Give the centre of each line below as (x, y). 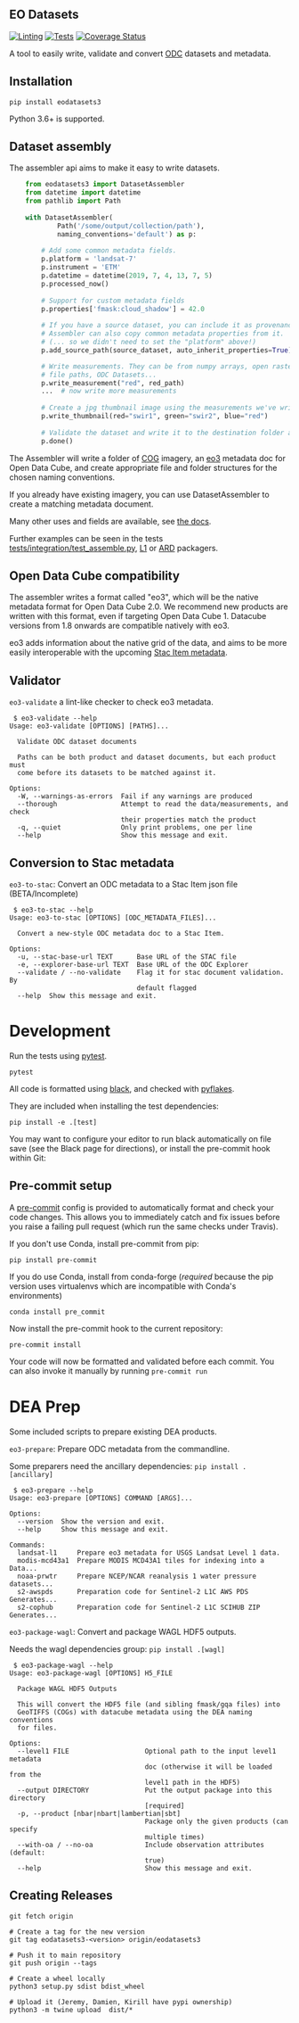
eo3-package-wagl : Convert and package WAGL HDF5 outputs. (123, 1631)
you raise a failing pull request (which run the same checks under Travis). (144, 1226)
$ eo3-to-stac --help (53, 910)
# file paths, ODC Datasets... (99, 375)
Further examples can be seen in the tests (86, 538)
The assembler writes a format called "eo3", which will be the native (134, 598)
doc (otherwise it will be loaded (209, 1767)
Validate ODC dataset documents (77, 742)
